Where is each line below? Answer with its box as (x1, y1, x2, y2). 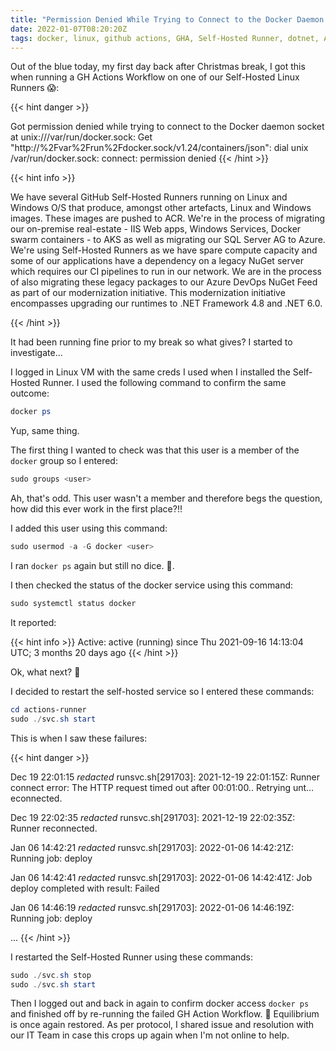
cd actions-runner (10, 704, 87, 715)
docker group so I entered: (10, 455, 118, 467)
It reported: (10, 616, 57, 628)
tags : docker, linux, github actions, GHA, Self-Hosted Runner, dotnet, (10, 33, 320, 43)
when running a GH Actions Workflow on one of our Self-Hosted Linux (10, 71, 300, 83)
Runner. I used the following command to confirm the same (42, 377, 287, 389)
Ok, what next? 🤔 (10, 666, 81, 678)
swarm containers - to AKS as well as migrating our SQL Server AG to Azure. (10, 234, 326, 246)
